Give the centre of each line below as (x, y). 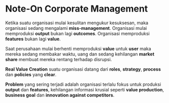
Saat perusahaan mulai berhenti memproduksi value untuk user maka (78, 48)
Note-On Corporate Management (77, 9)
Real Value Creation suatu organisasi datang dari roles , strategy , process (83, 69)
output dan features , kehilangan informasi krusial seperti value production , (84, 89)
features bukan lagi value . (33, 39)
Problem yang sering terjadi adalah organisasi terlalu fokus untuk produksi (83, 84)
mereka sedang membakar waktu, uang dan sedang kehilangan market (80, 54)
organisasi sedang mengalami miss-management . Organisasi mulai (76, 28)
